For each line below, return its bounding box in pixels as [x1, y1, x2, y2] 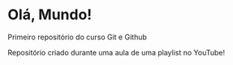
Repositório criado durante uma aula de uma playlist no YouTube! [7, 47, 226, 57]
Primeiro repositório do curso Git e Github [7, 32, 148, 42]
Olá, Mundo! [7, 6, 93, 24]
